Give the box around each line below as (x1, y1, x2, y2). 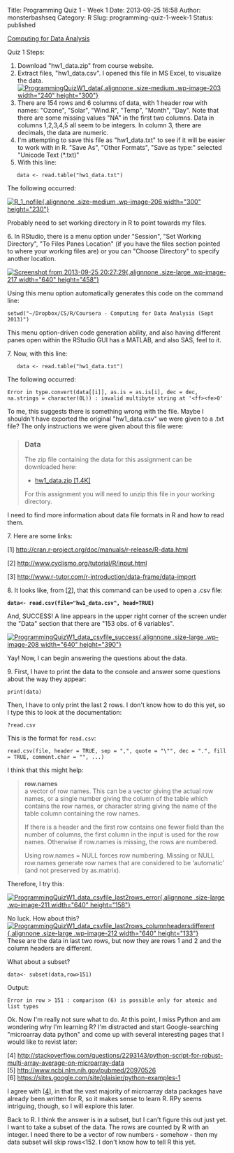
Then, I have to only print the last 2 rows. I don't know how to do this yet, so (7, 701, 226, 709)
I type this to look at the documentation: (7, 708, 122, 717)
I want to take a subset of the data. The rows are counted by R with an (7, 1123, 210, 1131)
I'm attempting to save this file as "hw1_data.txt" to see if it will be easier (17, 136, 226, 144)
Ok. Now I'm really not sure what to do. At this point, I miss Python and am (7, 1015, 221, 1024)
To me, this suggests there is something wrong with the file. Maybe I (7, 407, 204, 415)
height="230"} (7, 205, 50, 213)
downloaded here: (24, 463, 77, 471)
